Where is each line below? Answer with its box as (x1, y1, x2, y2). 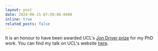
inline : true (5, 16, 32, 21)
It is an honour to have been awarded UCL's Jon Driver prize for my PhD (5, 35, 154, 41)
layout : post (5, 7, 32, 12)
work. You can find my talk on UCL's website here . (5, 40, 109, 46)
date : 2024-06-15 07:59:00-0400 (5, 12, 72, 17)
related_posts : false (5, 21, 50, 26)
